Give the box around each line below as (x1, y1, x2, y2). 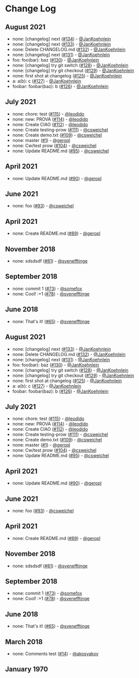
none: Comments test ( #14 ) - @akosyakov (12, 651, 99, 657)
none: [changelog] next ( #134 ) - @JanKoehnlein (12, 36, 111, 42)
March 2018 (5, 637, 43, 646)
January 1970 (5, 665, 48, 674)
